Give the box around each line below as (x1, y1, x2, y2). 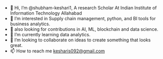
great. (10, 42, 23, 48)
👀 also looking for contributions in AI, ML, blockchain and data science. (10, 26, 158, 32)
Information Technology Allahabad (10, 10, 82, 16)
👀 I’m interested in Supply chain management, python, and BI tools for (10, 16, 156, 21)
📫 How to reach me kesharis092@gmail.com (10, 48, 105, 54)
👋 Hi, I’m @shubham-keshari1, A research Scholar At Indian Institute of (10, 5, 157, 11)
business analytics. (10, 21, 51, 27)
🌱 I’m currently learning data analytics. (10, 32, 91, 37)
